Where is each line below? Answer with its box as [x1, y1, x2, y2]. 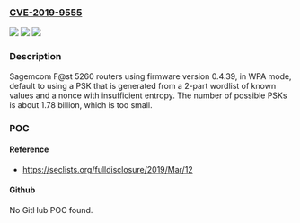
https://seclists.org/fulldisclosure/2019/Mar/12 [22, 164, 193, 174]
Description [9, 50, 62, 63]
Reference [9, 144, 49, 155]
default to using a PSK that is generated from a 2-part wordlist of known [9, 80, 277, 91]
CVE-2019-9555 [9, 6, 83, 19]
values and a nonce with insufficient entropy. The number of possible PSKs [9, 90, 287, 101]
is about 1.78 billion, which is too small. [9, 99, 153, 110]
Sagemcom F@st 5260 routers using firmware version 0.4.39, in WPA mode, [9, 70, 292, 82]
